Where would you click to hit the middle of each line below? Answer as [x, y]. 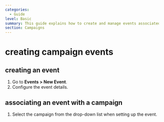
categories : [17, 10]
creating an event [32, 70]
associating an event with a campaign [64, 103]
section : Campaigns [25, 28]
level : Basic [18, 19]
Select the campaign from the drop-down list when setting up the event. [85, 114]
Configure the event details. [40, 87]
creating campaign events [59, 52]
